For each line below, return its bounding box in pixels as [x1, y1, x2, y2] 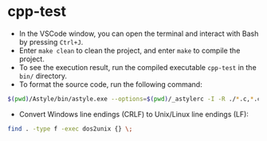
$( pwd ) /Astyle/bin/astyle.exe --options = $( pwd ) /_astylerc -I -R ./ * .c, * [7, 95, 254, 103]
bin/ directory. [18, 71, 68, 80]
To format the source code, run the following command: [18, 79, 202, 89]
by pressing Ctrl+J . [18, 37, 84, 46]
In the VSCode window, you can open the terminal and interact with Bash [18, 29, 259, 38]
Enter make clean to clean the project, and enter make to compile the [18, 45, 241, 55]
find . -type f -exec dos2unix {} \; [7, 124, 133, 133]
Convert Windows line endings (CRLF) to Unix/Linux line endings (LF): [18, 109, 249, 119]
